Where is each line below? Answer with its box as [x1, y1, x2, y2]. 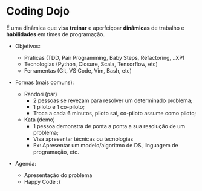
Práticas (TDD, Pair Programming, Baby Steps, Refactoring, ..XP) [24, 54, 185, 61]
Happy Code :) [24, 178, 60, 185]
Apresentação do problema [24, 171, 93, 179]
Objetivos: [15, 42, 41, 50]
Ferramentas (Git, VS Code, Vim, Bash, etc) [24, 66, 132, 74]
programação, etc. [33, 148, 80, 155]
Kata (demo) [24, 116, 56, 123]
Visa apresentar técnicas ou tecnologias [33, 135, 134, 143]
